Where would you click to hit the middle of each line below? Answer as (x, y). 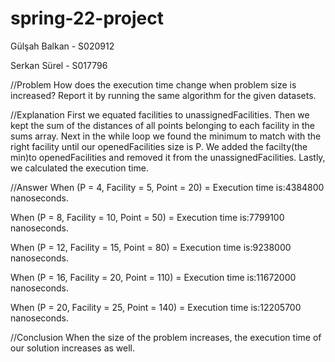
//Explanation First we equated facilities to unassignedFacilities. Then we (160, 114)
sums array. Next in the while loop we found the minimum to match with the (166, 136)
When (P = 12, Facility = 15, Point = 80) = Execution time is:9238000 (151, 247)
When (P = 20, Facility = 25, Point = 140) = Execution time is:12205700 (156, 307)
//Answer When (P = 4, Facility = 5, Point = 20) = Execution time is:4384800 (167, 187)
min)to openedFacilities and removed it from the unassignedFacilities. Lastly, (168, 157)
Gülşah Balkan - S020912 (62, 46)
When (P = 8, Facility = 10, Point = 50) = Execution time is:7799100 (147, 217)
